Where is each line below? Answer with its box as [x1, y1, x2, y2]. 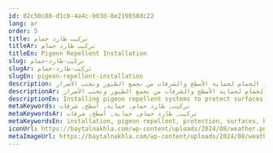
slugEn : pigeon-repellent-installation [8, 72, 144, 80]
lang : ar [8, 19, 38, 28]
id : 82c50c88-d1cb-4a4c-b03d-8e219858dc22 [8, 11, 154, 20]
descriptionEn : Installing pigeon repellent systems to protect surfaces [8, 95, 264, 103]
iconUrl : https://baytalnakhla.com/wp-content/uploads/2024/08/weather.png [8, 125, 271, 133]
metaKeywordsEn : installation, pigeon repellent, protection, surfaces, [8, 117, 260, 125]
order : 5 [8, 27, 38, 35]
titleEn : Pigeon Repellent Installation [8, 49, 148, 57]
